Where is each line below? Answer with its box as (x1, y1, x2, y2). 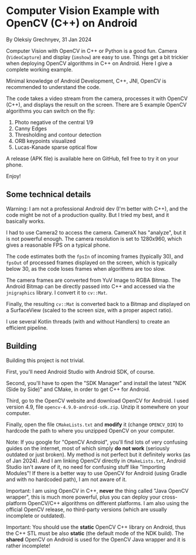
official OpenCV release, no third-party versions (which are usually (6, 506, 167, 513)
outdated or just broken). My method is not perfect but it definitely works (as (6, 451, 191, 458)
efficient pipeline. (6, 324, 48, 331)
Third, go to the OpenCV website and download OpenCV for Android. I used (6, 397, 189, 404)
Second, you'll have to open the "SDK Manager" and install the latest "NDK (6, 379, 187, 386)
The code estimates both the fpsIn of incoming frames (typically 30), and (6, 253, 184, 260)
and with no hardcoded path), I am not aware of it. (6, 476, 127, 483)
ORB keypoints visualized (14, 137, 76, 144)
